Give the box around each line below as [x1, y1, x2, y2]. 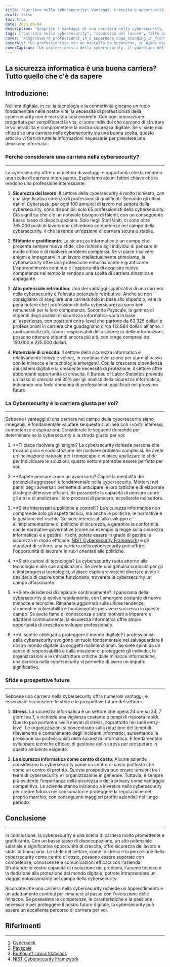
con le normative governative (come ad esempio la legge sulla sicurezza [12, 526, 163, 533]
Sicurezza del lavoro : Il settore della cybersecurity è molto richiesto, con [12, 190, 165, 196]
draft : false [5, 12, 33, 17]
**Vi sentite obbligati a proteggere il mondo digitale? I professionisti [12, 632, 155, 638]
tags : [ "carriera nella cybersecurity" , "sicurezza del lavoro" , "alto [5, 31, 159, 36]
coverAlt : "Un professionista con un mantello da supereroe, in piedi [5, 41, 157, 46]
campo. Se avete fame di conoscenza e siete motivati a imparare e [12, 611, 152, 617]
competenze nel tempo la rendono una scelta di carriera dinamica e [12, 270, 154, 276]
